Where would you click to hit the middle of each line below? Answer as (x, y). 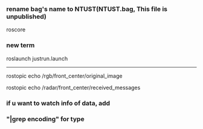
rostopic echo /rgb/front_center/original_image (64, 76)
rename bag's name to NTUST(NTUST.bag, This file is (87, 9)
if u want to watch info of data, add (58, 103)
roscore (16, 30)
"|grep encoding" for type (45, 119)
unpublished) (26, 16)
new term (21, 45)
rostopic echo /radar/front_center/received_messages (73, 87)
